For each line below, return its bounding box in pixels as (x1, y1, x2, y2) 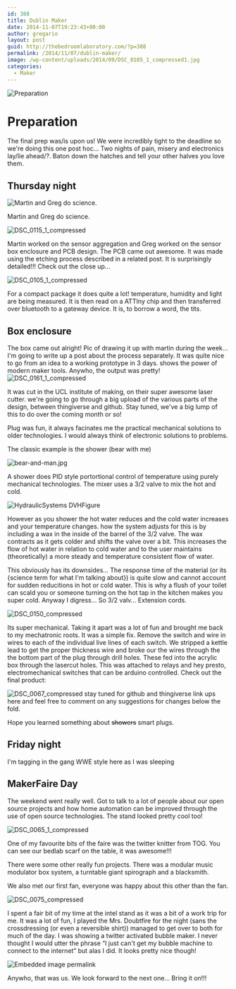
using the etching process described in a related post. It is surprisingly (7, 255, 212, 263)
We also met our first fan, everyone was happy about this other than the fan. (7, 881, 229, 890)
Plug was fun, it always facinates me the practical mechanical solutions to (7, 424, 222, 432)
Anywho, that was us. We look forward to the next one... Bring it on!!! (7, 973, 207, 982)
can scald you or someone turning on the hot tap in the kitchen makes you (7, 588, 223, 597)
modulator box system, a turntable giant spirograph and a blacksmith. (7, 867, 209, 876)
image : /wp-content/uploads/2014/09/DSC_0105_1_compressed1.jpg (7, 57, 200, 64)
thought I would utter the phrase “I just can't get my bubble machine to (7, 939, 213, 947)
